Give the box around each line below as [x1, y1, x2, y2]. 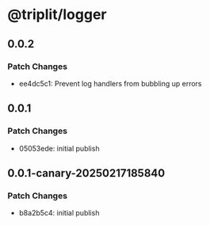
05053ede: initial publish [18, 143, 100, 153]
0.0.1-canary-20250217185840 [7, 166, 166, 180]
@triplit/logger [7, 6, 107, 24]
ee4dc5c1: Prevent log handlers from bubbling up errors [18, 78, 203, 88]
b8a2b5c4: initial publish [18, 208, 100, 218]
